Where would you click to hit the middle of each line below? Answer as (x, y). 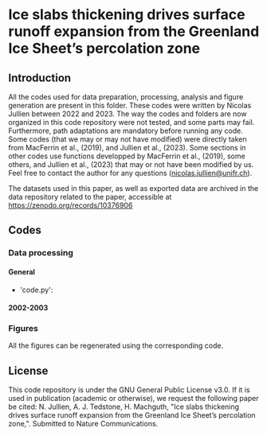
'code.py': (36, 290)
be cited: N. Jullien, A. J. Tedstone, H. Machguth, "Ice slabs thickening (124, 407)
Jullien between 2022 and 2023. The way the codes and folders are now (128, 114)
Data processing (41, 253)
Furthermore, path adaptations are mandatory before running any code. (126, 130)
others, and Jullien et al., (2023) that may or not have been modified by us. (131, 164)
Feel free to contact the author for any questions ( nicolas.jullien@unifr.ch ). (130, 173)
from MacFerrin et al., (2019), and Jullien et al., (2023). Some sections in (127, 148)
